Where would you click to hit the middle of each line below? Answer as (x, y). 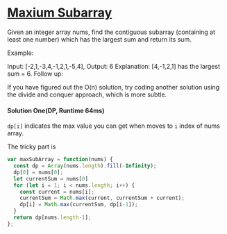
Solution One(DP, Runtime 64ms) (56, 110)
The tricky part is (32, 147)
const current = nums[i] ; (57, 192)
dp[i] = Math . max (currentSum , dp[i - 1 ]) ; (79, 205)
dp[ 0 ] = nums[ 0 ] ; (39, 172)
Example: (20, 53)
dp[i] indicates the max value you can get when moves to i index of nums (113, 126)
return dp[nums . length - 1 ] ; (52, 218)
